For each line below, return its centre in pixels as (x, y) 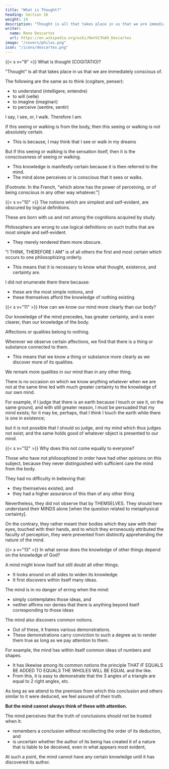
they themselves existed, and (43, 488)
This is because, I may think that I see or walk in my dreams (74, 142)
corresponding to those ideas (43, 610)
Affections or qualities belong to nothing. (47, 332)
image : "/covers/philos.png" (36, 43)
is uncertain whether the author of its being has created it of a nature (84, 741)
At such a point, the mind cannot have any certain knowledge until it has (80, 756)
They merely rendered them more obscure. (57, 242)
